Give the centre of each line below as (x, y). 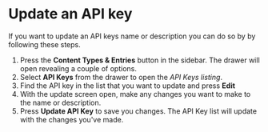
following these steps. (45, 44)
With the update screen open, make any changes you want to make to (135, 94)
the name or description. (60, 102)
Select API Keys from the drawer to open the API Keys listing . (121, 77)
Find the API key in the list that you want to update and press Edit (128, 86)
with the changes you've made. (72, 119)
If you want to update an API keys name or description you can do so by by (132, 36)
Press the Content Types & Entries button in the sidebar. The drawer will (140, 60)
